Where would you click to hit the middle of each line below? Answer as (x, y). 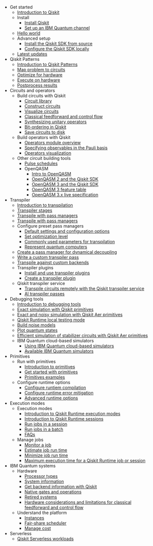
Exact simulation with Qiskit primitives (55, 309)
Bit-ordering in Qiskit (45, 127)
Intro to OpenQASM (51, 174)
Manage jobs (30, 440)
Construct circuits (42, 106)
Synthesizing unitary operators (55, 122)
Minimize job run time (46, 455)
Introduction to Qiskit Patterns (47, 64)
